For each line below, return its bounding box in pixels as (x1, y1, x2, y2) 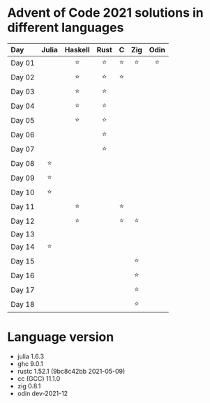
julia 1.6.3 (17, 352, 44, 360)
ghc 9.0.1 (17, 359, 43, 367)
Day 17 (10, 285, 35, 295)
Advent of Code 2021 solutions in (7, 5, 204, 21)
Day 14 (10, 242, 35, 252)
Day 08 (10, 159, 35, 169)
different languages (7, 20, 124, 36)
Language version (7, 329, 114, 345)
